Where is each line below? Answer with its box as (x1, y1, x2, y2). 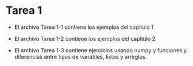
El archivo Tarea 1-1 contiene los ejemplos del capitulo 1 (14, 23, 154, 31)
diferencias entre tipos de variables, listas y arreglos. (14, 53, 147, 60)
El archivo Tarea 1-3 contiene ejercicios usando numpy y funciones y (14, 46, 187, 54)
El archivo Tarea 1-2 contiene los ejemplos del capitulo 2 (14, 35, 156, 42)
